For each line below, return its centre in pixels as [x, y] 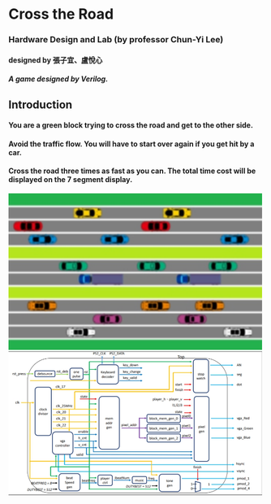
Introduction [41, 104]
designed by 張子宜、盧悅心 [56, 60]
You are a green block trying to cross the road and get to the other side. [131, 125]
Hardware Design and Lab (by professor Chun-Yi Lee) [116, 40]
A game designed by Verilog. [58, 79]
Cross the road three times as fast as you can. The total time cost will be [132, 171]
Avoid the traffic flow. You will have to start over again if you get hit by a [131, 144]
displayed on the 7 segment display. [71, 180]
